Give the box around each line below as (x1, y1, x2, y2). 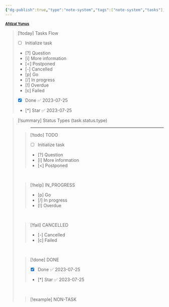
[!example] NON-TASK (30, 296, 77, 302)
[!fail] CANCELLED (30, 222, 69, 228)
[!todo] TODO (30, 132, 58, 138)
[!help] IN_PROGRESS (30, 182, 75, 188)
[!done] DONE (30, 257, 59, 263)
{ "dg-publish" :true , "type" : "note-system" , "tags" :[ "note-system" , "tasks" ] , (5, 7, 165, 13)
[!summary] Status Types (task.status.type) (17, 117, 108, 124)
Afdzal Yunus (5, 21, 30, 26)
